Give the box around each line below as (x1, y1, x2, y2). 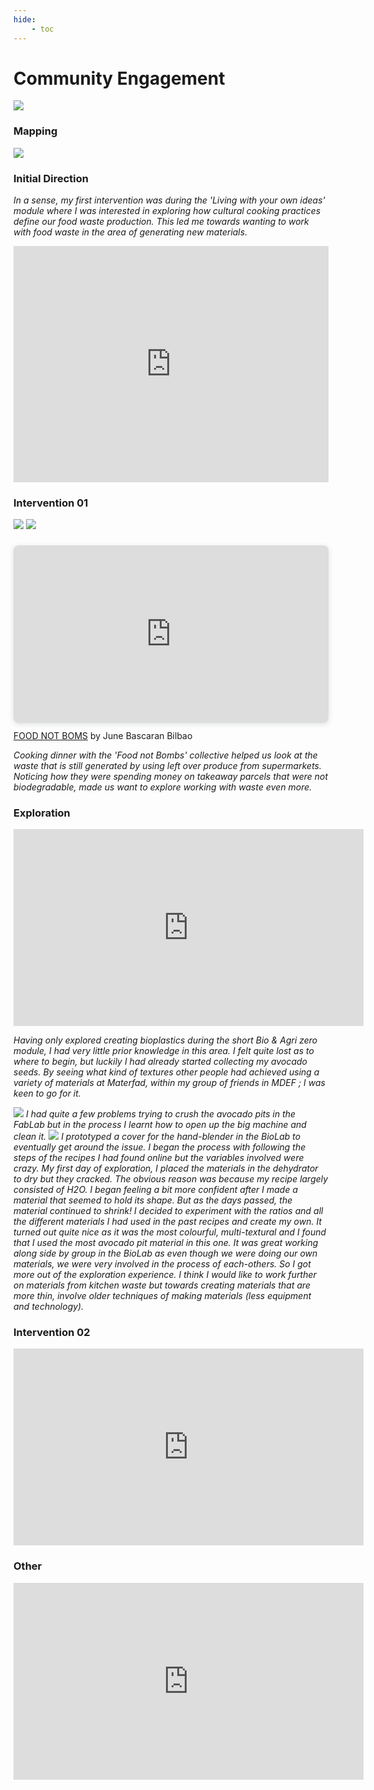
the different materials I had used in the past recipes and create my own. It (13, 1216, 322, 1228)
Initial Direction (13, 171, 89, 185)
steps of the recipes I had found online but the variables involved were (13, 1152, 305, 1164)
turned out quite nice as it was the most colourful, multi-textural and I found (13, 1226, 327, 1238)
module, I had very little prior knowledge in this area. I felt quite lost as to (13, 1045, 315, 1057)
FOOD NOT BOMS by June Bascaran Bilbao (13, 729, 193, 741)
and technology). (13, 1301, 85, 1313)
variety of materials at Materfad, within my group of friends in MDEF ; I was (13, 1077, 326, 1089)
